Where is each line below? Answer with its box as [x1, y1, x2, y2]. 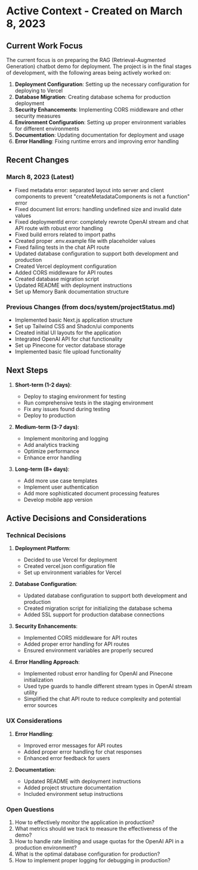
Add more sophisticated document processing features [23, 489, 160, 496]
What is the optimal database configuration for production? [14, 850, 160, 857]
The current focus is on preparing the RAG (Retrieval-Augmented [6, 57, 166, 63]
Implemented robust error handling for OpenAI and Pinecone [23, 670, 173, 677]
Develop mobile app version [23, 496, 93, 503]
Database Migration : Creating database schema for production [14, 94, 171, 100]
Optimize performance [23, 448, 79, 455]
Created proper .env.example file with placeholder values [14, 237, 156, 244]
